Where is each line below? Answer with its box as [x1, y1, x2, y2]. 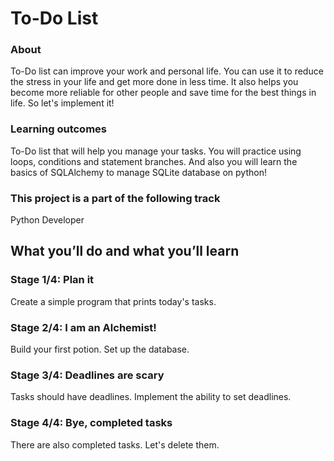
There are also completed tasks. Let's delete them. [10, 438, 220, 451]
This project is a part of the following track [10, 191, 221, 205]
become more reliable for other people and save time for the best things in [10, 87, 317, 99]
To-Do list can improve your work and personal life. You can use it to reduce [10, 65, 324, 77]
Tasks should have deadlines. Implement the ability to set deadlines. [10, 391, 292, 403]
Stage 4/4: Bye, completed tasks [10, 416, 173, 430]
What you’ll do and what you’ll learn [10, 243, 240, 260]
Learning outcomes [10, 122, 107, 136]
